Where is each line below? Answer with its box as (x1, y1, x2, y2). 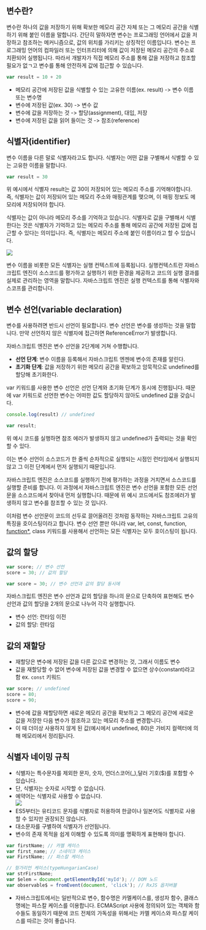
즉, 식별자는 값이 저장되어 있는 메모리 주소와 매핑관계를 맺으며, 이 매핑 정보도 (6, 193, 189, 201)
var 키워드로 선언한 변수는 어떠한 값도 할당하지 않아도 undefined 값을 (12, 392, 179, 399)
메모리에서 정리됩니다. (21, 732, 75, 739)
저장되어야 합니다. (22, 201, 66, 208)
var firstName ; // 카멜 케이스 (6, 842, 80, 849)
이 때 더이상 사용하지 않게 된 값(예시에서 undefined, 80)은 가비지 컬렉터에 (15, 724, 192, 732)
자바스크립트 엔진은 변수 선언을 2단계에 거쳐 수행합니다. (6, 343, 139, 350)
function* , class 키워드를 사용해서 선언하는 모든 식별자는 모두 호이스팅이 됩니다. (6, 527, 197, 534)
